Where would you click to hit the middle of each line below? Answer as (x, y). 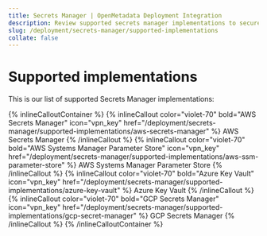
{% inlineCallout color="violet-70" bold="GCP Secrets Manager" (114, 199)
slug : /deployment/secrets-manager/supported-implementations (113, 30)
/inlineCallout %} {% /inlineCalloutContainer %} (86, 224)
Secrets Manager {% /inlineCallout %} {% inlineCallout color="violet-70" (127, 140)
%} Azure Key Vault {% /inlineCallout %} (188, 191)
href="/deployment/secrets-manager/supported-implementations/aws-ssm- (133, 157)
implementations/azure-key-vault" (64, 191)
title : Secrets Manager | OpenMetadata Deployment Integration (115, 15)
